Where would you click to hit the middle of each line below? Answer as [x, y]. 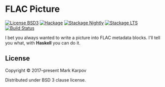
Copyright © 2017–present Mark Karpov [46, 70]
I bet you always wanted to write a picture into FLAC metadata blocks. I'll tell [83, 38]
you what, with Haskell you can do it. [43, 43]
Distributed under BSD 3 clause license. [46, 80]
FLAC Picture [33, 9]
